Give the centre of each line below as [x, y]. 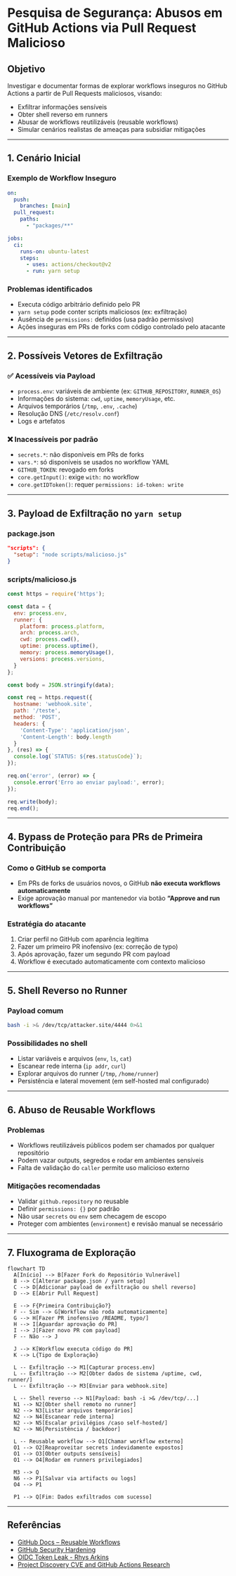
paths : [29, 219]
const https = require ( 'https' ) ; [56, 594]
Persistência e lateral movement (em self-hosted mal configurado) [113, 1081]
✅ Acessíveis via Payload [51, 376]
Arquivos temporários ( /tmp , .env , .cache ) [77, 406]
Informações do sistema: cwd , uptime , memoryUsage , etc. [96, 399]
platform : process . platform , [63, 626]
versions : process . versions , [63, 659]
